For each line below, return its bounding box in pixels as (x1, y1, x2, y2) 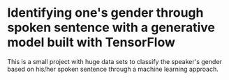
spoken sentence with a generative (7, 19, 215, 35)
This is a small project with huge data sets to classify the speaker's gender (7, 57, 222, 65)
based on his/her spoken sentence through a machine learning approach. (7, 65, 219, 73)
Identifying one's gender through (7, 5, 204, 21)
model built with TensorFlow (7, 35, 176, 50)
